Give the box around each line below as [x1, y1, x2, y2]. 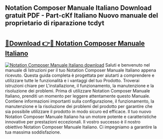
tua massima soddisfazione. [5, 129, 61, 135]
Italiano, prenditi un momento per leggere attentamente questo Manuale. [5, 93, 151, 99]
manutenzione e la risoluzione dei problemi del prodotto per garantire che [5, 104, 153, 109]
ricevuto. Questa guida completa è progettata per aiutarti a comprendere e [5, 72, 155, 78]
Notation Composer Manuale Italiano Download [5, 4, 152, 12]
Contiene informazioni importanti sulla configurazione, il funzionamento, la [5, 98, 155, 104]
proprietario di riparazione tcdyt [5, 19, 105, 27]
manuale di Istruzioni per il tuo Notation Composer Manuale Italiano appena [5, 68, 157, 73]
